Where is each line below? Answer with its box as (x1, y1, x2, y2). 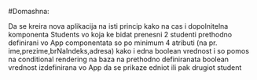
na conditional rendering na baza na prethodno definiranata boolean (8, 54, 229, 64)
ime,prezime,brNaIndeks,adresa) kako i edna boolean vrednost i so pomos (8, 47, 250, 55)
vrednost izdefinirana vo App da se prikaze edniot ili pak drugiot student (8, 63, 242, 72)
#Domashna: (8, 7, 50, 16)
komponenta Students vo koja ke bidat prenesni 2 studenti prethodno (8, 30, 233, 39)
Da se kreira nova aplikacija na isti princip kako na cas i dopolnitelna (8, 22, 229, 30)
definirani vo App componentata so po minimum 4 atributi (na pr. (8, 38, 218, 47)
